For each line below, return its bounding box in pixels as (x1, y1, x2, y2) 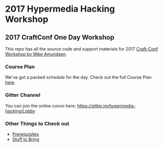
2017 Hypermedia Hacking (5, 3, 115, 15)
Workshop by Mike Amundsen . (5, 51, 67, 57)
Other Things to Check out (5, 120, 70, 127)
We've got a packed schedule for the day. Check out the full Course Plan (5, 74, 152, 80)
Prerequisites (12, 131, 39, 137)
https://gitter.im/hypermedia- (77, 103, 136, 109)
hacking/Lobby (5, 108, 36, 114)
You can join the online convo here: (5, 103, 76, 109)
